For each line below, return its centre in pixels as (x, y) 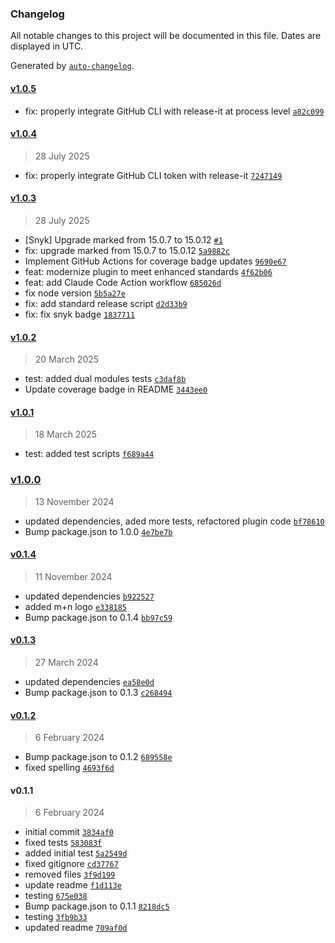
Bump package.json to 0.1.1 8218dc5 (97, 906)
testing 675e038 (56, 896)
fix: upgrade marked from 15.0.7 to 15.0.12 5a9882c (127, 250)
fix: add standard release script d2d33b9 (106, 303)
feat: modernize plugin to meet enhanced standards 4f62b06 (148, 271)
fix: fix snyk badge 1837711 (80, 314)
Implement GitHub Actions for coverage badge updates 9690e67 (155, 261)
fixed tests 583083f (63, 843)
